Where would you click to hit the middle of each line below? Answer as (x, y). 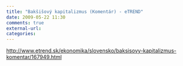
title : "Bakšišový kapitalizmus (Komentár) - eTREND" (75, 12)
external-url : (24, 28)
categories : (21, 34)
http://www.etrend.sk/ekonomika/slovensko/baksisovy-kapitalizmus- (91, 51)
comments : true (25, 23)
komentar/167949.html (34, 57)
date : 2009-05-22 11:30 (36, 17)
